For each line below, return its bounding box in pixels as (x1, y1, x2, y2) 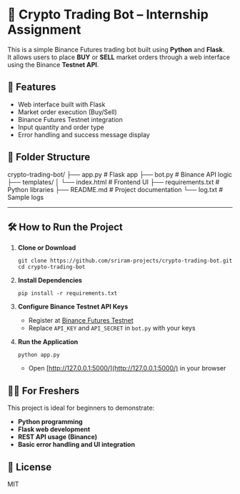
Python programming (17, 418, 84, 426)
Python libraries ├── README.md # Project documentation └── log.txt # (7, 185, 224, 193)
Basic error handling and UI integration (17, 440, 136, 449)
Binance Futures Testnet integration (17, 115, 123, 123)
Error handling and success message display (17, 130, 150, 138)
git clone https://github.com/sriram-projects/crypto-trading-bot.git (17, 257, 233, 265)
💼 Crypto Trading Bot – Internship (7, 6, 209, 23)
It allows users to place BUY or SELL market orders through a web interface (7, 53, 231, 61)
